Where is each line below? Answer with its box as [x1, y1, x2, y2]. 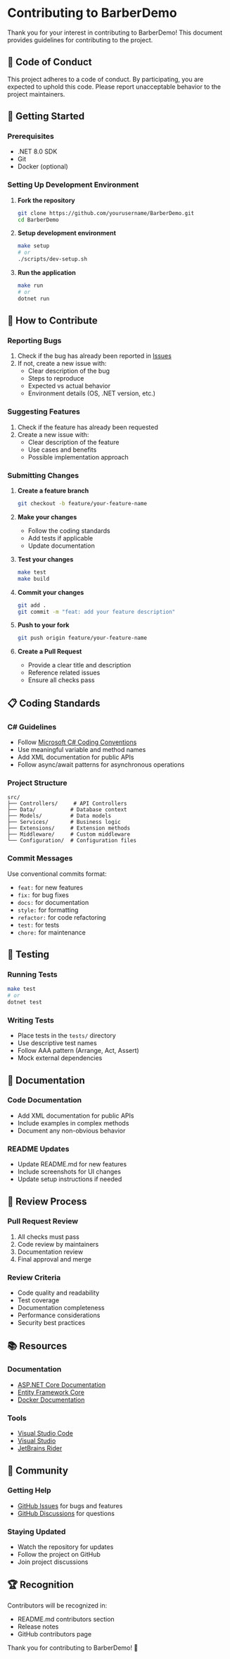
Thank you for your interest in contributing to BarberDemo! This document [7, 28, 223, 37]
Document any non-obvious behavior [17, 1126, 126, 1135]
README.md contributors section [17, 1615, 115, 1623]
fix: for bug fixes [17, 890, 69, 899]
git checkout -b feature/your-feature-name [17, 500, 148, 507]
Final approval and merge [17, 1254, 91, 1263]
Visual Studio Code [17, 1429, 74, 1438]
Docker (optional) [17, 162, 68, 171]
